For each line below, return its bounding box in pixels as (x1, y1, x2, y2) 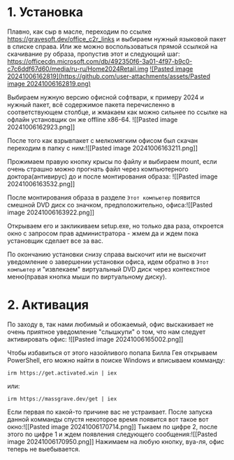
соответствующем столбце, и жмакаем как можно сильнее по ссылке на (7, 108, 228, 116)
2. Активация (7, 297, 89, 313)
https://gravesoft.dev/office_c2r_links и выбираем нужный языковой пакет (7, 34, 227, 43)
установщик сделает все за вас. (7, 236, 103, 245)
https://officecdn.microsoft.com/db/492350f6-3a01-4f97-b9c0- (7, 57, 193, 65)
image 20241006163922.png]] (7, 208, 95, 216)
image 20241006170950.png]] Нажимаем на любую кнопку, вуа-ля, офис (7, 437, 225, 445)
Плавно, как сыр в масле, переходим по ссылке (7, 27, 152, 36)
